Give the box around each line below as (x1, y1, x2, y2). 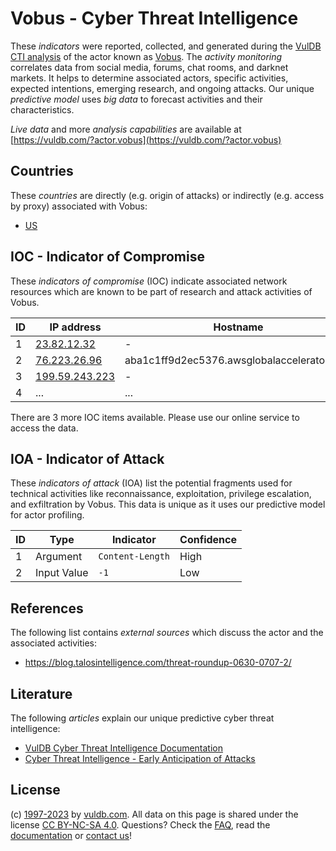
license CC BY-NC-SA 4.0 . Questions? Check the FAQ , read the (10, 818, 271, 831)
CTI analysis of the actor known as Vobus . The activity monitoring (10, 50, 283, 62)
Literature (10, 685, 73, 702)
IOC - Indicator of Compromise (10, 248, 205, 266)
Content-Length (98, 551, 171, 562)
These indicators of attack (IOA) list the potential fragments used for (10, 477, 293, 489)
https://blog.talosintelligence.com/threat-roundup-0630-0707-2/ (24, 657, 292, 669)
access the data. (10, 422, 79, 434)
